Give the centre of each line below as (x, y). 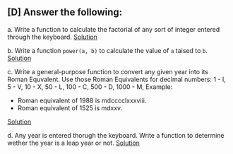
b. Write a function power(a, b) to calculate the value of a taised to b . (108, 50)
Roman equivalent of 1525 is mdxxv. (70, 108)
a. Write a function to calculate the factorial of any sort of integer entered (114, 29)
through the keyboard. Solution (52, 37)
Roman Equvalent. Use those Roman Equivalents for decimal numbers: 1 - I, (116, 79)
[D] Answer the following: (65, 12)
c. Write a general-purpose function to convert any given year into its (108, 71)
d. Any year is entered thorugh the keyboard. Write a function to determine (116, 135)
